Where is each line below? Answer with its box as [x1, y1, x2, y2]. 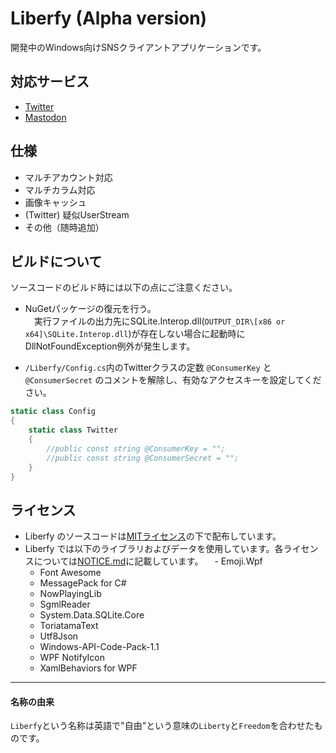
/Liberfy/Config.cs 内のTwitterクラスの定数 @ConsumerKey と [24, 362, 272, 374]
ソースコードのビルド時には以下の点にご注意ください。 [10, 282, 238, 294]
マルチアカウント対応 [24, 171, 113, 183]
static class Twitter [28, 425, 118, 436]
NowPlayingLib [39, 588, 102, 600]
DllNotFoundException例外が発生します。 [24, 340, 196, 352]
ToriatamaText [39, 620, 99, 632]
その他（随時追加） [24, 221, 105, 233]
